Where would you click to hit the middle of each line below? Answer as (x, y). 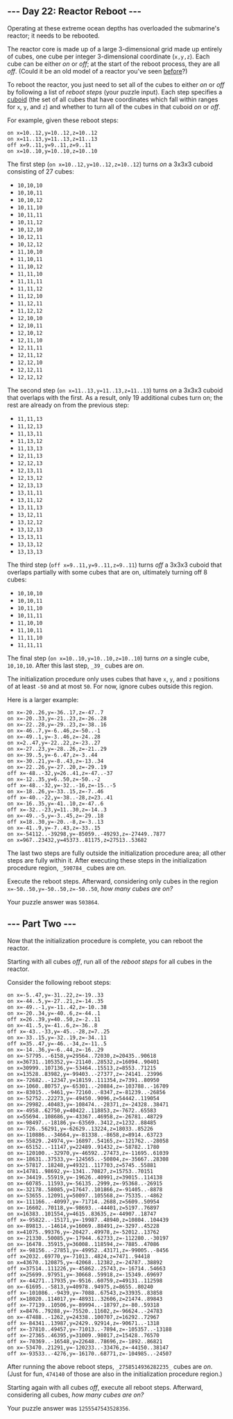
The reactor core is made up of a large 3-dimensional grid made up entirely (115, 49)
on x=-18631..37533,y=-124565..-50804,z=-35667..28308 (88, 1159)
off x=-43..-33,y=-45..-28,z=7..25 (59, 1031)
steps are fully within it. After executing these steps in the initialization (107, 860)
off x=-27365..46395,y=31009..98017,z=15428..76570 (83, 1335)
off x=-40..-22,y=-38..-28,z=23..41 (60, 797)
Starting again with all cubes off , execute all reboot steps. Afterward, (105, 1387)
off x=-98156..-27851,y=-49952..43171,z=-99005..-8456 (88, 1250)
